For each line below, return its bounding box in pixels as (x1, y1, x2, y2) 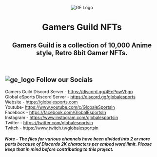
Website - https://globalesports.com (5, 99, 78, 105)
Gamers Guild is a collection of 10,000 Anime (12, 41, 152, 49)
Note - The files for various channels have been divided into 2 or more (5, 136, 150, 142)
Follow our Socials (36, 76, 93, 84)
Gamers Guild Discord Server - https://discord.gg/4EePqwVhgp (5, 88, 133, 95)
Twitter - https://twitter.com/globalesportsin (5, 119, 94, 125)
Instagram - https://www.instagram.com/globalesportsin (5, 115, 118, 120)
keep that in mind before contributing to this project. (5, 146, 114, 152)
